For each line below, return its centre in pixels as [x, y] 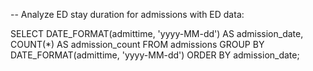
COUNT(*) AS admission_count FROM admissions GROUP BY [137, 44]
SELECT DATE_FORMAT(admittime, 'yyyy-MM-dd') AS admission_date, [157, 33]
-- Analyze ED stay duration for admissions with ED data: [127, 14]
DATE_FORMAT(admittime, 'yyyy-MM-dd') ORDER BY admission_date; [155, 55]
